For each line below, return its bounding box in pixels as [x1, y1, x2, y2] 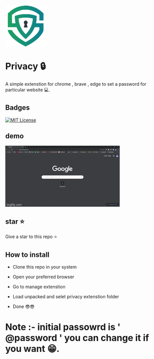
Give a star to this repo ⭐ [5, 233, 57, 240]
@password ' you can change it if [5, 332, 149, 344]
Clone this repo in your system [12, 264, 77, 270]
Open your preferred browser [12, 274, 75, 280]
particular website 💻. [5, 86, 50, 92]
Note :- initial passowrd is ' [5, 321, 121, 333]
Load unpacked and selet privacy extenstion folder [12, 294, 119, 300]
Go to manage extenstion [12, 284, 66, 290]
